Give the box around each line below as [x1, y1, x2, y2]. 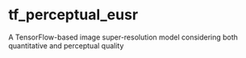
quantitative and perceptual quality [8, 40, 124, 50]
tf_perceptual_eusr [8, 6, 139, 24]
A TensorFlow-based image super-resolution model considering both [8, 32, 238, 42]
